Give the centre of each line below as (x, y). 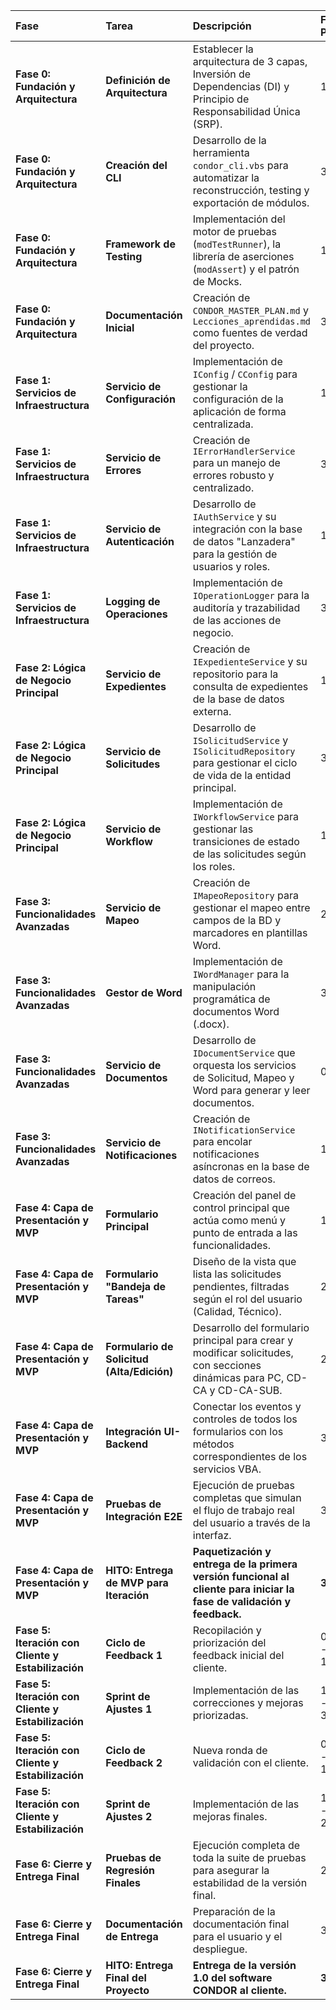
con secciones (227, 1365)
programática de (231, 999)
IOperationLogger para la (251, 595)
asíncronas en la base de (251, 1166)
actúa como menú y (239, 1220)
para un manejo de (236, 462)
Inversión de (222, 74)
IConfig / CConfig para (245, 374)
